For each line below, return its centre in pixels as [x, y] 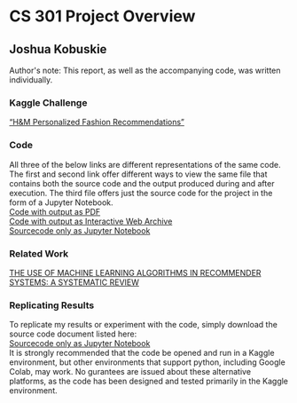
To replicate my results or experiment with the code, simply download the [143, 325]
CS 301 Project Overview [102, 16]
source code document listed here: [73, 334]
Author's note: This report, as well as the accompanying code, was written [145, 70]
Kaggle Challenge [48, 102]
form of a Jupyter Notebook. [61, 202]
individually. [31, 80]
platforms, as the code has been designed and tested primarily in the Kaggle [149, 381]
